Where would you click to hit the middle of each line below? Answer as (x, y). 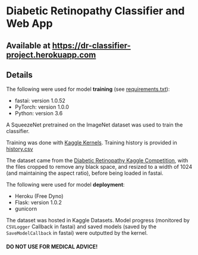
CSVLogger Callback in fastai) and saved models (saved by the (81, 226)
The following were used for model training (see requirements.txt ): (88, 89)
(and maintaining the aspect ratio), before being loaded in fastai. (85, 173)
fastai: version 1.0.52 (40, 101)
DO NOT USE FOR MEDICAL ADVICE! (52, 246)
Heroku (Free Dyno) (39, 196)
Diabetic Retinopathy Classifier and (95, 11)
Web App (29, 23)
